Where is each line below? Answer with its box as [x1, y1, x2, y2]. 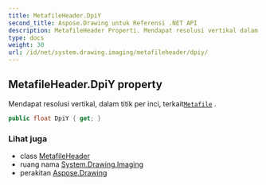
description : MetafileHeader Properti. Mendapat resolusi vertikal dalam [8, 26, 259, 34]
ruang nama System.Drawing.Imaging [19, 160, 144, 169]
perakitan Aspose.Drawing [19, 168, 108, 177]
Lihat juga [8, 133, 48, 144]
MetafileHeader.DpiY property [8, 78, 163, 91]
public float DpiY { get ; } [8, 114, 102, 122]
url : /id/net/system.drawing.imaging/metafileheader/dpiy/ [8, 48, 209, 56]
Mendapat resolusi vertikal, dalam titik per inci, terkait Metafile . [8, 98, 217, 108]
